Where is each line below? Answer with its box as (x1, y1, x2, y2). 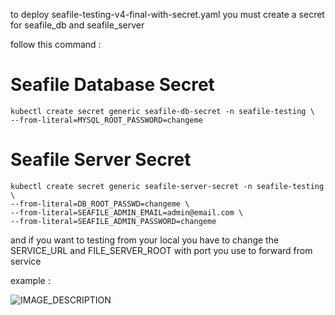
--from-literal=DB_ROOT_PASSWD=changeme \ (10, 199, 190, 209)
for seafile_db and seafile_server (10, 19, 145, 31)
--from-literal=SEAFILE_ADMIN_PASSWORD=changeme (10, 216, 217, 226)
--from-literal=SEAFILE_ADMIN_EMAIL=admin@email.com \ (10, 207, 244, 218)
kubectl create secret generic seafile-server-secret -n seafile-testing (10, 181, 325, 191)
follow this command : (10, 39, 102, 50)
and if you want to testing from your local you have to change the (10, 234, 280, 246)
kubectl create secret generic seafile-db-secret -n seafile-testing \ (10, 106, 315, 116)
